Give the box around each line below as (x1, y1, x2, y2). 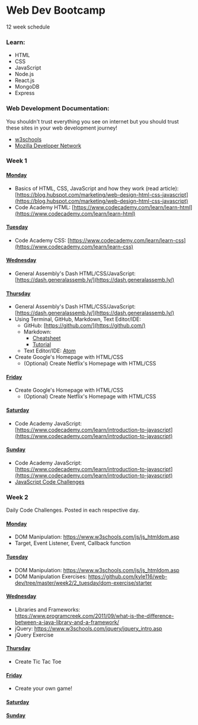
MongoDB (14, 83, 40, 90)
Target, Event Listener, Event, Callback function (14, 540, 131, 547)
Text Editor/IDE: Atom (23, 347, 76, 354)
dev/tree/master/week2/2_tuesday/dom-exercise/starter (14, 579, 152, 586)
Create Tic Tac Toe (14, 658, 62, 665)
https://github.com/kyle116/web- (88, 573, 168, 580)
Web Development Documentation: (6, 105, 110, 113)
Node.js (14, 71, 34, 78)
